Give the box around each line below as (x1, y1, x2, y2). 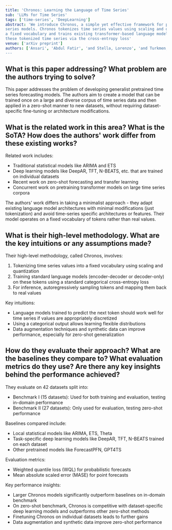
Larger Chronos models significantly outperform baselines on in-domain (12, 492, 165, 498)
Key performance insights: (5, 482, 61, 488)
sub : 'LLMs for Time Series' (5, 12, 68, 17)
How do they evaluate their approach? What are (5, 346, 161, 355)
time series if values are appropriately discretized (12, 315, 117, 321)
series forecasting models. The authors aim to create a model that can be (5, 92, 160, 98)
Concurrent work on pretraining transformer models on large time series (12, 184, 165, 190)
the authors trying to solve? (5, 73, 96, 82)
